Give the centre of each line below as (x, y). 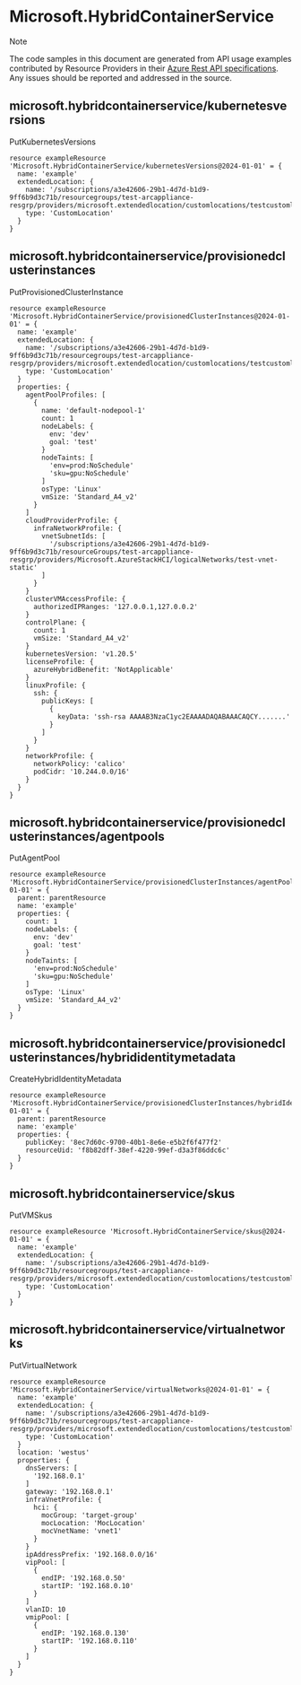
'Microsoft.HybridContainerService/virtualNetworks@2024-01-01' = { (140, 1389)
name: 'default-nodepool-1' (94, 410)
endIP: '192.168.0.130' (86, 1633)
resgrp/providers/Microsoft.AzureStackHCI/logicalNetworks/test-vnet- (144, 559)
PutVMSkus (31, 1215)
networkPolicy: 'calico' (79, 764)
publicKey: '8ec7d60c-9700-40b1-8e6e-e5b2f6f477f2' (124, 1143)
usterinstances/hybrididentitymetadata (122, 1057)
